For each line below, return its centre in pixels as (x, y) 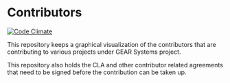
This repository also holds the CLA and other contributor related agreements (115, 65)
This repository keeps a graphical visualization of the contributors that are (112, 44)
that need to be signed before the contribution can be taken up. (97, 72)
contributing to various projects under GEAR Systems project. (94, 52)
